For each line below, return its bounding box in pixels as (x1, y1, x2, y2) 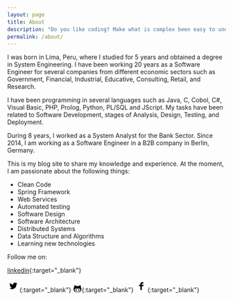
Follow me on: (7, 253, 47, 261)
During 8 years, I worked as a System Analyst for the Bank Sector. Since (7, 132, 214, 140)
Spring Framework (17, 188, 71, 196)
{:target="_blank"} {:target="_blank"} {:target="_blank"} (19, 286, 200, 294)
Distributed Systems (17, 225, 76, 233)
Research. (7, 83, 36, 91)
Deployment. (7, 118, 44, 126)
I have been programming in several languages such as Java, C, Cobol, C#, (7, 96, 222, 104)
